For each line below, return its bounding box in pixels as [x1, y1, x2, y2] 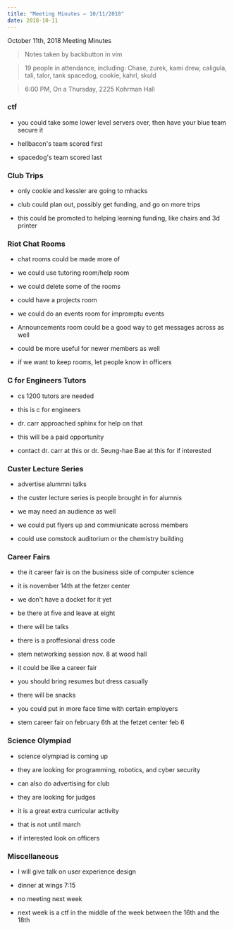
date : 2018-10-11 [7, 17, 58, 24]
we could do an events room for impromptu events [17, 309, 164, 318]
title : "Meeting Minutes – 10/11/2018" [7, 10, 125, 18]
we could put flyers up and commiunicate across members [17, 521, 189, 529]
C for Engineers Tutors [7, 376, 87, 385]
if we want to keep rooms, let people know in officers [17, 358, 172, 366]
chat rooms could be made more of [17, 255, 121, 263]
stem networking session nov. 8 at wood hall [17, 650, 147, 659]
